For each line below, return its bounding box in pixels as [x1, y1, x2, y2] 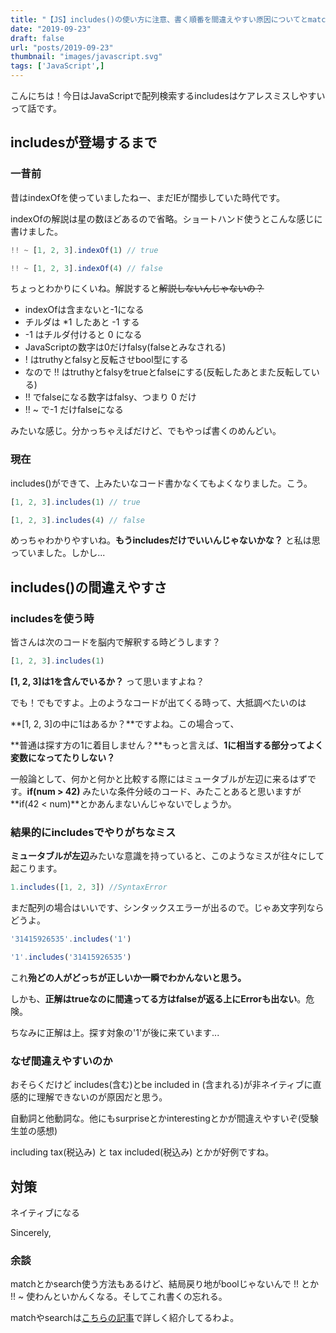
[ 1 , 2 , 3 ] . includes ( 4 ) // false [10, 515, 145, 525]
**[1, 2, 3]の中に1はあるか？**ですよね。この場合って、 [10, 718, 240, 730]
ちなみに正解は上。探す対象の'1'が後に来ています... [10, 1026, 220, 1038]
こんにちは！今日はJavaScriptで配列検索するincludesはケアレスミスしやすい [10, 90, 326, 101]
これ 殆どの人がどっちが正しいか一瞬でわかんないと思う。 [10, 971, 247, 983]
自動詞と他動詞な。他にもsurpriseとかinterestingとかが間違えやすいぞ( [10, 1112, 302, 1125]
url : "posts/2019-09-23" [10, 42, 114, 53]
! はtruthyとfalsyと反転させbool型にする [24, 354, 189, 366]
